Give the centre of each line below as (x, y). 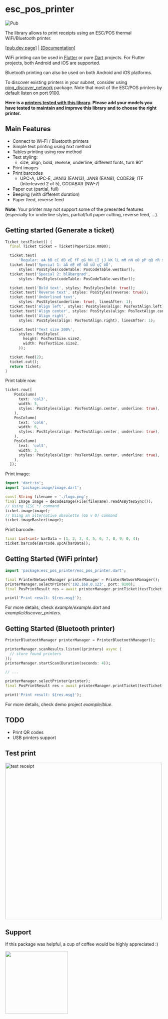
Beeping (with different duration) (46, 194)
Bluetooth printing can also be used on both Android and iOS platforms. (79, 72)
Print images (25, 167)
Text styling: (25, 157)
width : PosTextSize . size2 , (51, 344)
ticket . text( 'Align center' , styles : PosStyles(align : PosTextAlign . (83, 311)
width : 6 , (28, 427)
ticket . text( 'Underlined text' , (43, 297)
